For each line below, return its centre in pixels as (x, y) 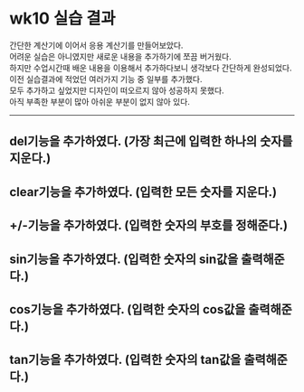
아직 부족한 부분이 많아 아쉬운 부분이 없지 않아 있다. (100, 101)
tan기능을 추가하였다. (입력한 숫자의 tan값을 (125, 360)
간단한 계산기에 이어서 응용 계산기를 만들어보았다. (96, 45)
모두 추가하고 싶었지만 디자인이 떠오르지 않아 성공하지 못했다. (117, 90)
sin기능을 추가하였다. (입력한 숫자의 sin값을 (124, 259)
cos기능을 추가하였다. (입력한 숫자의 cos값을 (128, 309)
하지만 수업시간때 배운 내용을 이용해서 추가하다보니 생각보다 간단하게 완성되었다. (151, 68)
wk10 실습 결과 (62, 19)
